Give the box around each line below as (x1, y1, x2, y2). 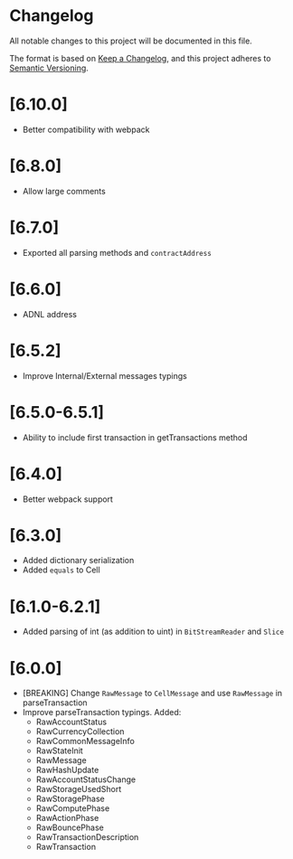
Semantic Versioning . (9, 62, 89, 73)
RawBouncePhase (35, 822, 104, 833)
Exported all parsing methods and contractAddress (22, 247, 213, 258)
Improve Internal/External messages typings (22, 370, 187, 381)
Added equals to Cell (22, 564, 101, 575)
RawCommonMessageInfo (35, 736, 136, 747)
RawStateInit (35, 745, 83, 756)
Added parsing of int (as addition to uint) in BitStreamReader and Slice (22, 626, 285, 637)
